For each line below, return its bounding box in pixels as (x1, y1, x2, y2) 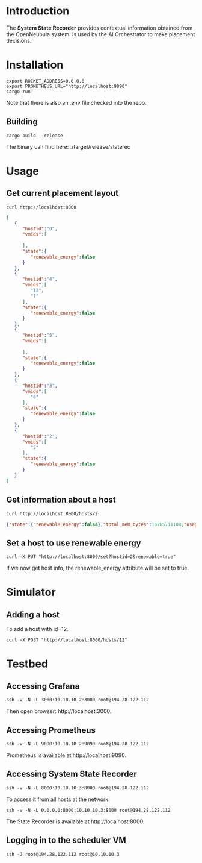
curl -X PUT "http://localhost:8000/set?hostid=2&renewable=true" (6, 554, 176, 560)
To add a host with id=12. (6, 626, 69, 633)
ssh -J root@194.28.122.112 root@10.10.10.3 (6, 851, 120, 857)
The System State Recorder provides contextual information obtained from (6, 24, 193, 31)
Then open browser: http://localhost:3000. (6, 708, 112, 715)
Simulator (6, 586, 56, 599)
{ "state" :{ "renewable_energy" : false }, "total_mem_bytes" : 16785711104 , (6, 521, 185, 527)
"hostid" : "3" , (22, 383, 58, 389)
